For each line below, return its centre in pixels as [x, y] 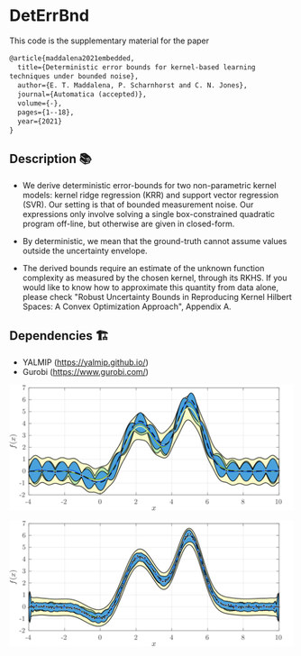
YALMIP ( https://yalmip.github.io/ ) [85, 362]
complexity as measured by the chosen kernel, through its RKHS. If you [155, 278]
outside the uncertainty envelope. [85, 251]
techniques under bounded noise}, [74, 76]
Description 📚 [50, 159]
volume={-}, [40, 103]
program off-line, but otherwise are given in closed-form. [128, 223]
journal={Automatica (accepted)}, [82, 94]
